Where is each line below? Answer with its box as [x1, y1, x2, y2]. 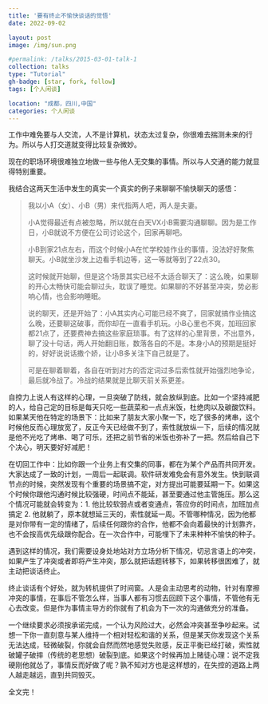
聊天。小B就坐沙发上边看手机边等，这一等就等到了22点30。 [27, 255, 225, 264]
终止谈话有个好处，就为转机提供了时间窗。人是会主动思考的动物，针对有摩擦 [8, 583, 260, 593]
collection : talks [8, 63, 69, 71]
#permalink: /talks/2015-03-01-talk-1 [8, 55, 137, 64]
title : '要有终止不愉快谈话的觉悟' [8, 11, 112, 20]
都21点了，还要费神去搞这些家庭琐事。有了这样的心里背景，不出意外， [27, 328, 259, 338]
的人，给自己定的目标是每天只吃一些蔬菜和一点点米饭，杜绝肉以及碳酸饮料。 [8, 403, 260, 412]
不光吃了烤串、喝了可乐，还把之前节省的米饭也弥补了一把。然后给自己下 [22, 432, 260, 442]
